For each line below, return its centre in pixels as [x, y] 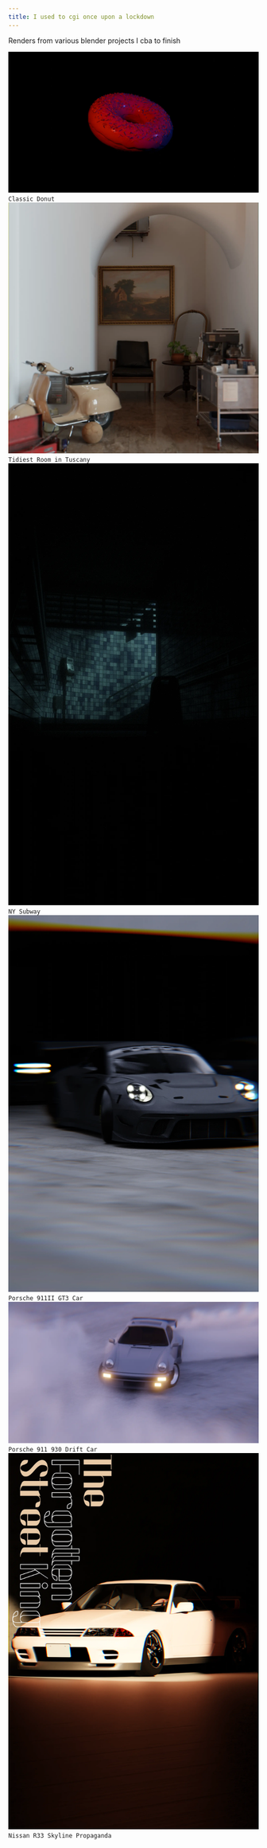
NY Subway [25, 912]
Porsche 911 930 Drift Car [53, 1449]
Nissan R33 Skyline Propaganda [60, 1836]
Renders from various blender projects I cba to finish [95, 41]
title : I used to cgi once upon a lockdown [81, 17]
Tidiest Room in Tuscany [49, 460]
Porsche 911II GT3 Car [46, 1299]
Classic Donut [32, 199]
